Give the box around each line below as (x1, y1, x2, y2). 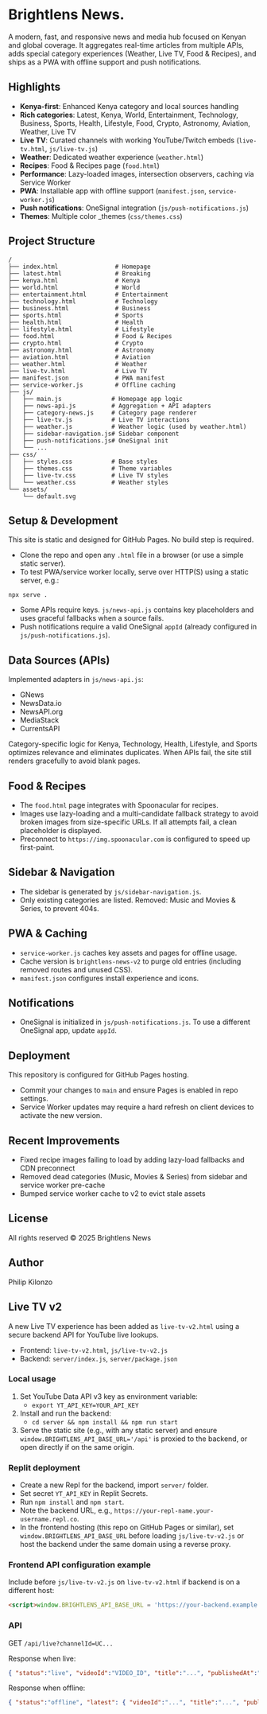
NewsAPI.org (19, 707, 64, 717)
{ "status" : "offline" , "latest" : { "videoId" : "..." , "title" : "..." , (8, 1699, 240, 1707)
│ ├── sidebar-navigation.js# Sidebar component (8, 430, 180, 438)
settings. (19, 1094, 49, 1104)
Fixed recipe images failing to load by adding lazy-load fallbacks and (19, 1155, 245, 1165)
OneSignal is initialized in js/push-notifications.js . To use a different (19, 1017, 250, 1027)
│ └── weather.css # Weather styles (8, 478, 169, 486)
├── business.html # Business (8, 304, 151, 312)
